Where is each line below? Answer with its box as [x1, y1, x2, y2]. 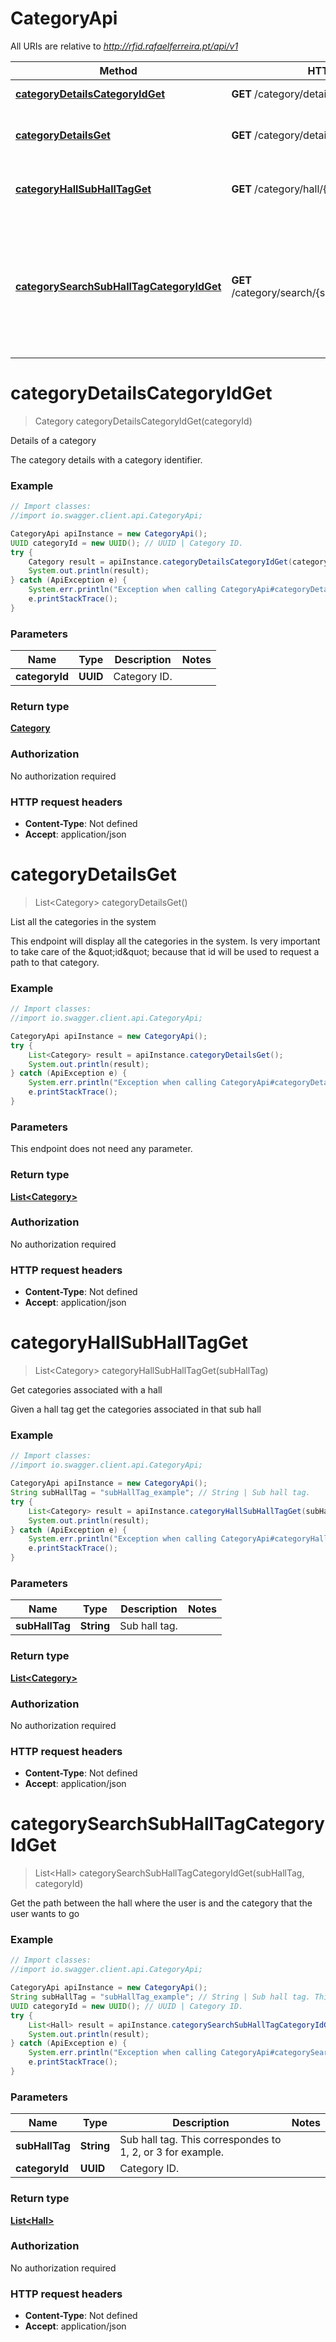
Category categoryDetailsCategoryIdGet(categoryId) [34, 415, 253, 427]
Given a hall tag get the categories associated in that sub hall [10, 1403, 262, 1416]
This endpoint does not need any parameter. [10, 1143, 193, 1155]
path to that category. [10, 956, 100, 968]
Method [99, 63, 138, 77]
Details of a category [10, 434, 97, 446]
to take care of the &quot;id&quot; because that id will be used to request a [10, 945, 320, 957]
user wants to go [10, 1908, 80, 1920]
